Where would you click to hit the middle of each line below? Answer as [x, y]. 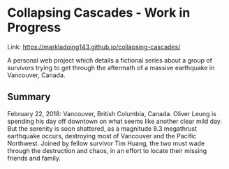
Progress [34, 27]
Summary [29, 97]
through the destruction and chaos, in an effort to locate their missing [107, 150]
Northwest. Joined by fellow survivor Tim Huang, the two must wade [106, 143]
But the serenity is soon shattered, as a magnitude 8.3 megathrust [102, 128]
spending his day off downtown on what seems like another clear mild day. [114, 121]
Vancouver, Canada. [36, 75]
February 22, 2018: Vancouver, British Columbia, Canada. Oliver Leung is [112, 113]
